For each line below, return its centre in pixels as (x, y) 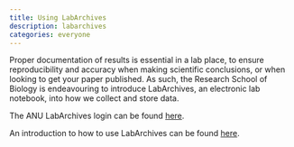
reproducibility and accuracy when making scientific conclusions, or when (147, 69)
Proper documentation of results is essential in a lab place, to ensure (137, 60)
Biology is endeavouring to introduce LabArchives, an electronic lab (135, 89)
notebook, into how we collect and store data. (94, 98)
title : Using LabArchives (58, 18)
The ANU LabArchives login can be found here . (97, 116)
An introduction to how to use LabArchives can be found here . (125, 133)
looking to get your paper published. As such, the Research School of (138, 79)
